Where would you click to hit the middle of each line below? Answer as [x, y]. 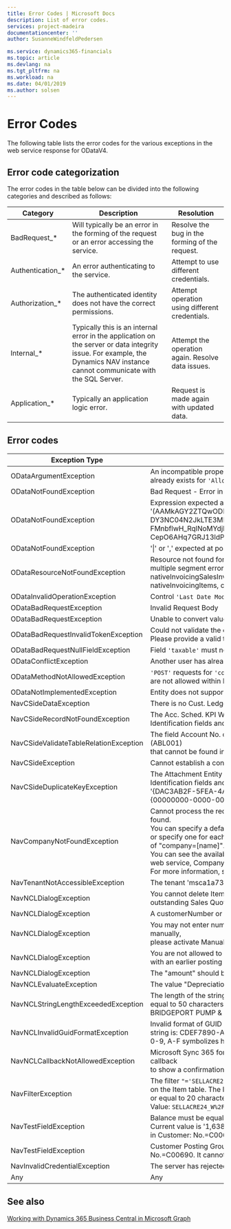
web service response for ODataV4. [58, 151]
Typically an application [110, 399]
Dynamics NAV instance [111, 362]
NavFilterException [41, 1093]
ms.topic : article [33, 58]
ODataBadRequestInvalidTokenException [77, 634]
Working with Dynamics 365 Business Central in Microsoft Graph [99, 1218]
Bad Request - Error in [187, 491]
